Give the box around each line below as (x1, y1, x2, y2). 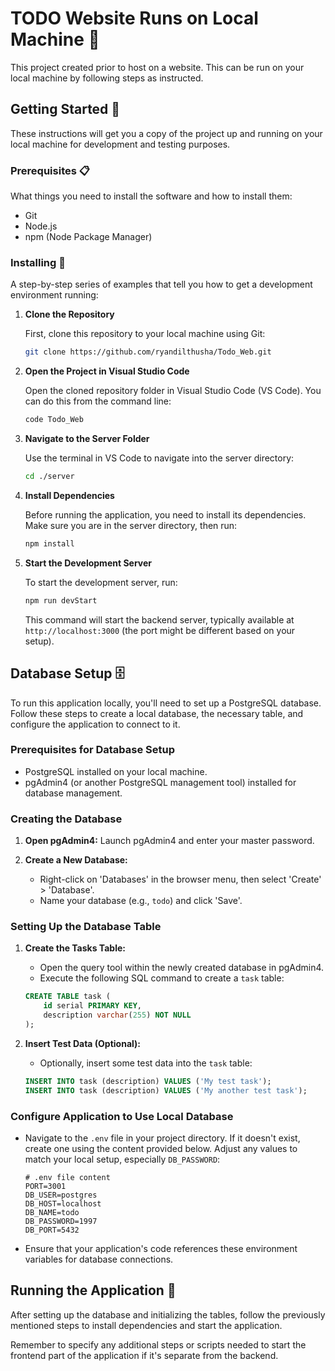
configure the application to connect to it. (10, 718, 181, 730)
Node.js (24, 220, 58, 232)
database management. (24, 787, 123, 799)
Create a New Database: (24, 854, 128, 866)
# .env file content (24, 1172, 111, 1182)
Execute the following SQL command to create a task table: (39, 972, 285, 984)
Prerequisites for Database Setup (10, 743, 176, 757)
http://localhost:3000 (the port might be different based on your (24, 624, 296, 636)
